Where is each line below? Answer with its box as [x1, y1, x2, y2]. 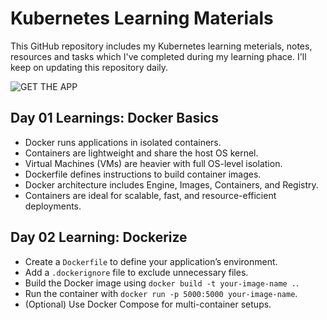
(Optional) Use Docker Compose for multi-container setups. [24, 298, 272, 310]
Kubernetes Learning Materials [10, 7, 274, 30]
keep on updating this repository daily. [10, 61, 169, 73]
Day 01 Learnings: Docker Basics [10, 110, 219, 127]
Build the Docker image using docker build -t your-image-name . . [24, 277, 300, 289]
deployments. [24, 200, 82, 212]
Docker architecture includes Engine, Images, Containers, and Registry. [24, 178, 319, 191]
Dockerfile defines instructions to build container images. [24, 168, 262, 180]
